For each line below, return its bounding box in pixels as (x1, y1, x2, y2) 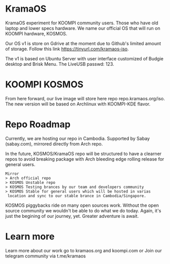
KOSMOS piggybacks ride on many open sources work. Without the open (5, 202, 159, 208)
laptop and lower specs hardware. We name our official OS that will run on (5, 25, 161, 31)
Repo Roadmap (5, 119, 71, 130)
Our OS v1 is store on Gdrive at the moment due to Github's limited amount (5, 40, 161, 46)
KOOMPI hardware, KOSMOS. (5, 30, 67, 36)
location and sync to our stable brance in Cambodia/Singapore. (7, 193, 146, 198)
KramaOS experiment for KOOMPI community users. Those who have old (5, 20, 158, 26)
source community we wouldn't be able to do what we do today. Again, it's (5, 207, 161, 213)
